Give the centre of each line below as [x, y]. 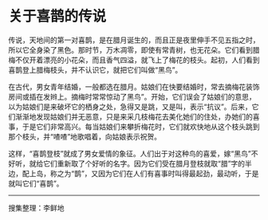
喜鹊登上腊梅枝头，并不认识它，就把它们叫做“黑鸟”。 [95, 69]
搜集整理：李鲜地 [36, 207]
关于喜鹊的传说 [57, 16]
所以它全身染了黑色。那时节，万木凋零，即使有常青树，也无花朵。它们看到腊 [134, 49]
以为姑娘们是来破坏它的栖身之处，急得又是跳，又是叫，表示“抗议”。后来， [130, 106]
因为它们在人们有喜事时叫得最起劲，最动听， [172, 173]
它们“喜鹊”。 [43, 183]
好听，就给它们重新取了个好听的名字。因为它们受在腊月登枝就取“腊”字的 [127, 163]
